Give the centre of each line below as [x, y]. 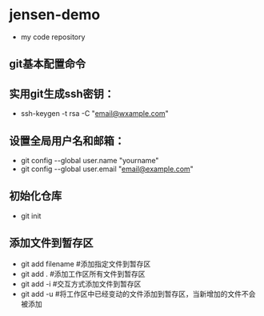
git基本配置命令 [48, 64]
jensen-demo [55, 15]
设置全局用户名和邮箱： [67, 140]
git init [31, 216]
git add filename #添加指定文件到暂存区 [86, 264]
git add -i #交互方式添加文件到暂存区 [81, 284]
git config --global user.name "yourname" [90, 160]
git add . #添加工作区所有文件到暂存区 [83, 274]
